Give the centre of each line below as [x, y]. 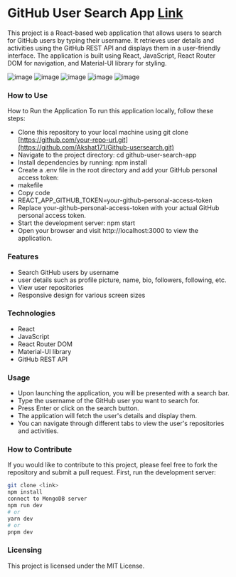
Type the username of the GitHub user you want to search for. [108, 401]
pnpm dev [20, 532]
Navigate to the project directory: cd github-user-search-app [107, 155]
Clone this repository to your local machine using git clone [103, 132]
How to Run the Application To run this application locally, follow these [111, 111]
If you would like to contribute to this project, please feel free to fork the [113, 465]
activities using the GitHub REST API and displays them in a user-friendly [114, 48]
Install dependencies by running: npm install [82, 162]
